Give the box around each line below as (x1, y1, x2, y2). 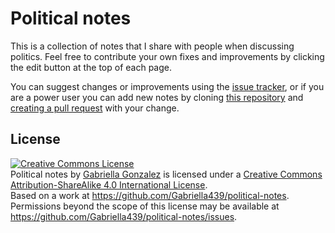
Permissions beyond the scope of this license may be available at (10, 200, 280, 212)
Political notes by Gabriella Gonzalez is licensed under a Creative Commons (10, 168, 323, 180)
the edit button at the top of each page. (10, 61, 173, 73)
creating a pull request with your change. (10, 102, 180, 114)
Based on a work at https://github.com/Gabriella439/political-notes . (10, 189, 290, 201)
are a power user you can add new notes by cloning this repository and (10, 91, 304, 103)
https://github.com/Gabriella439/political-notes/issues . (10, 210, 238, 222)
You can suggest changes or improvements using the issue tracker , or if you (10, 80, 325, 92)
